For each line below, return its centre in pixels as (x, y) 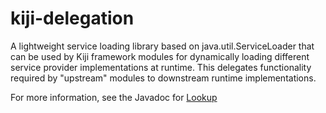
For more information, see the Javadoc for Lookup (114, 97)
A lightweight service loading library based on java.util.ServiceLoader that (162, 46)
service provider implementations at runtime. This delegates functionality (161, 67)
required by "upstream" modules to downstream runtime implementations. (163, 78)
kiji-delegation (72, 18)
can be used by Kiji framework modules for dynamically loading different (160, 56)
